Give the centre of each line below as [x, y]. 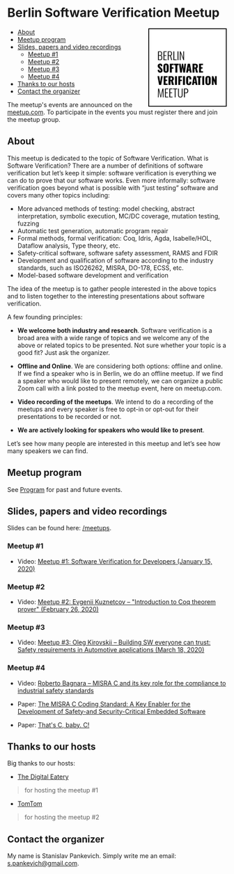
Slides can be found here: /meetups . [60, 528]
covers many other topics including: [58, 195]
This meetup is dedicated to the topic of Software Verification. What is [108, 158]
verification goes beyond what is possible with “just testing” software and [113, 188]
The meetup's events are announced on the [70, 104]
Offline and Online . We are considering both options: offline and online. [120, 366]
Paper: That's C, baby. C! [53, 724]
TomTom [30, 804]
